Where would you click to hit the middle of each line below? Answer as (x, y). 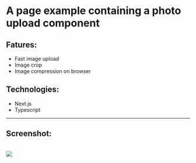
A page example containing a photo (94, 11)
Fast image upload (37, 59)
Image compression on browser (53, 71)
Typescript (27, 110)
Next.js (23, 103)
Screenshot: (29, 133)
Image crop (28, 65)
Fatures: (22, 45)
